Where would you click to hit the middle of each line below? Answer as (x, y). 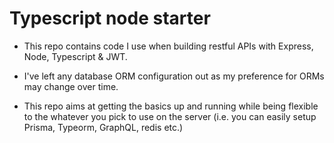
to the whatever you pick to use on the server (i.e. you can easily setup (170, 116)
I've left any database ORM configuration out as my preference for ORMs (174, 76)
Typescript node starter (110, 18)
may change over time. (71, 86)
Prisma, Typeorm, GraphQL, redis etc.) (103, 127)
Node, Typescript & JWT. (75, 56)
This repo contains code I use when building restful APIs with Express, (168, 46)
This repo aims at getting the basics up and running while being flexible (171, 106)
